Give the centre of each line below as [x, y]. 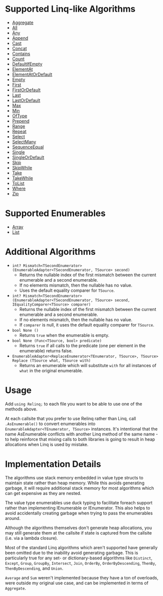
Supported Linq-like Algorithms [70, 9]
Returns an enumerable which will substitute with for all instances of [88, 365]
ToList [18, 183]
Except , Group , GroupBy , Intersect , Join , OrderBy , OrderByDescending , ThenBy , [81, 563]
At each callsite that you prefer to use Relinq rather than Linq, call [71, 418]
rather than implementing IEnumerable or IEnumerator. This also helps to [78, 508]
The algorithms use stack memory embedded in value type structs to [74, 477]
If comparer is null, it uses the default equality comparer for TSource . [87, 325]
